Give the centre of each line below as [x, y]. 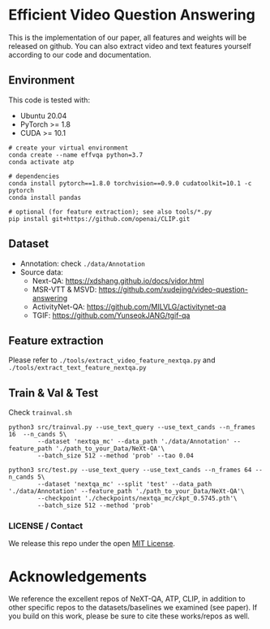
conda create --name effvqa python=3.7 [76, 155]
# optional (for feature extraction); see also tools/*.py [110, 212]
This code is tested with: [49, 100]
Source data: [41, 272]
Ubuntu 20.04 [43, 115]
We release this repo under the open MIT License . [92, 544]
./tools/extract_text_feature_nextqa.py [78, 368]
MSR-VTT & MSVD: [64, 289]
